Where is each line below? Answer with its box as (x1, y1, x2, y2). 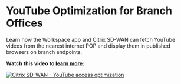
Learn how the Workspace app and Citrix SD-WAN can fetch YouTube (6, 36, 176, 43)
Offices (6, 16, 43, 30)
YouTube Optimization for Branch (6, 4, 173, 18)
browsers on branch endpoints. (6, 48, 83, 55)
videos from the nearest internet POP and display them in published (6, 42, 171, 49)
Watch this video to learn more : (6, 60, 85, 67)
